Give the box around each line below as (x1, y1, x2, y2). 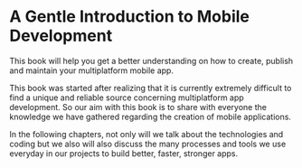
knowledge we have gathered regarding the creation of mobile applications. (9, 111, 292, 122)
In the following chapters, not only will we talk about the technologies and (9, 128, 284, 139)
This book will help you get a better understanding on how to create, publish (9, 55, 294, 66)
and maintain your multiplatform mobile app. (9, 65, 175, 76)
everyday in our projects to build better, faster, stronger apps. (9, 147, 239, 159)
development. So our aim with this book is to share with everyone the (9, 101, 267, 112)
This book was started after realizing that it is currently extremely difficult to (9, 82, 292, 93)
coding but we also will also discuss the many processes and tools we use (9, 138, 287, 149)
